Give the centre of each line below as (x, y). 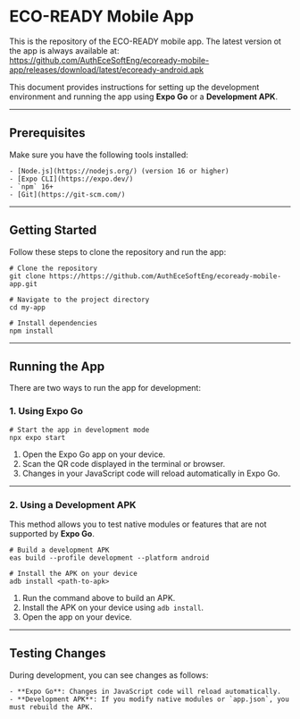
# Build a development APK (59, 550)
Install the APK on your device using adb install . (112, 607)
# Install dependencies (54, 323)
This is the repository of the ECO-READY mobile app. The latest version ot (145, 41)
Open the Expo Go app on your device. (94, 454)
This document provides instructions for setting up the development (134, 87)
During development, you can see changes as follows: (109, 675)
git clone (28, 276)
